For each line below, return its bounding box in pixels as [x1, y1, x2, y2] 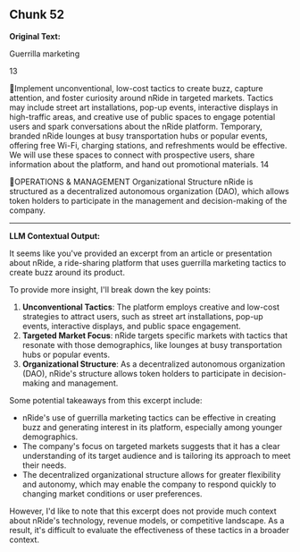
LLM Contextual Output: [9, 230, 101, 241]
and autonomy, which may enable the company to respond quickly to [21, 479, 277, 489]
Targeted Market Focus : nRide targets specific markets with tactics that [21, 330, 288, 341]
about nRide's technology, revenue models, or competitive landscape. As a [9, 514, 285, 526]
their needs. [21, 460, 67, 471]
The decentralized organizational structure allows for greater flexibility [21, 469, 281, 480]
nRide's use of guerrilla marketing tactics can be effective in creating [21, 412, 277, 423]
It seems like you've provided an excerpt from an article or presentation [9, 248, 272, 259]
